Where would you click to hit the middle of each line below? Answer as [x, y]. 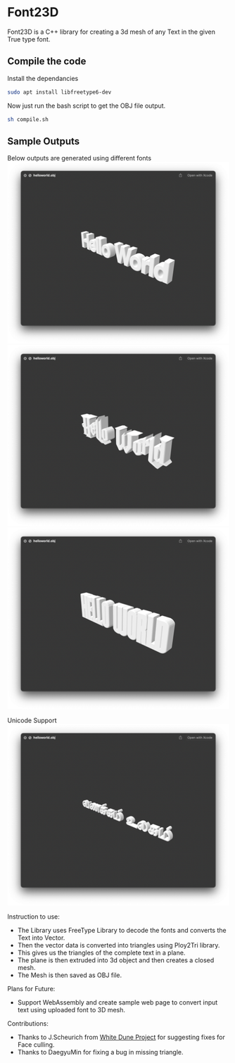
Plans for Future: [31, 989]
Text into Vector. [41, 938]
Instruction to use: [33, 917]
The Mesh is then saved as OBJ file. [70, 975]
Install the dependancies [43, 78]
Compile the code [47, 62]
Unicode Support [32, 720]
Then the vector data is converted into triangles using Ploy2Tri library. [119, 945]
